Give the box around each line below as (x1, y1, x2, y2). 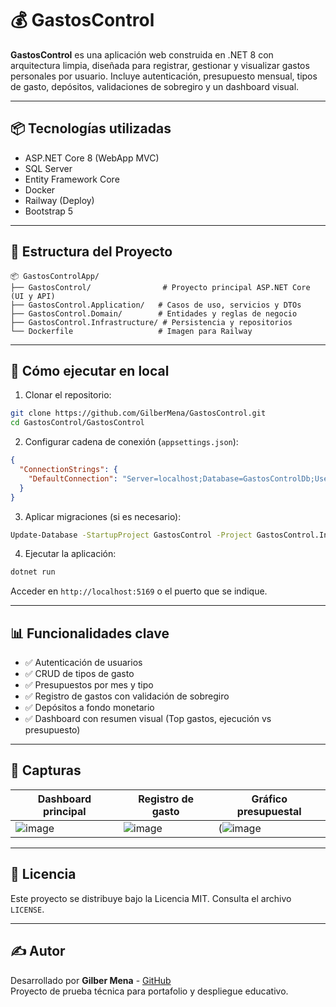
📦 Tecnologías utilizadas (10, 120, 172, 137)
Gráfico (251, 792, 288, 806)
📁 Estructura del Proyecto (10, 243, 173, 261)
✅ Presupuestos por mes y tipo (24, 679, 154, 691)
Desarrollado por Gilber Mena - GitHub (10, 974, 172, 986)
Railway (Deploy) (24, 194, 95, 206)
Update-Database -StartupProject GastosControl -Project (10, 530, 253, 540)
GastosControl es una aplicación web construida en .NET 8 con (10, 48, 274, 61)
